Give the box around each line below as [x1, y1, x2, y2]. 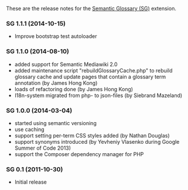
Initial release [14, 178, 47, 186]
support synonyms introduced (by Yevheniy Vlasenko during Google [14, 138, 180, 145]
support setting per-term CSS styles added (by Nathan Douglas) [14, 132, 170, 139]
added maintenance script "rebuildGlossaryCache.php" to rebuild [14, 67, 173, 74]
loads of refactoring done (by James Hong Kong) [14, 85, 134, 92]
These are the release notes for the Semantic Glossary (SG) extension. [6, 5, 177, 12]
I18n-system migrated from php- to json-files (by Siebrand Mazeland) [14, 92, 183, 99]
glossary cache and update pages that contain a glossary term [14, 73, 166, 80]
